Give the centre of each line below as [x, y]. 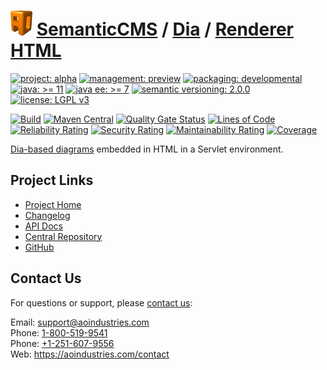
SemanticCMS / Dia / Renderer [165, 29]
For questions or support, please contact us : [101, 302]
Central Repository [63, 236]
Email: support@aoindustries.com [80, 322]
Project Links [52, 180]
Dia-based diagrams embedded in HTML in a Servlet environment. [147, 149]
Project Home [53, 204]
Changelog [47, 215]
